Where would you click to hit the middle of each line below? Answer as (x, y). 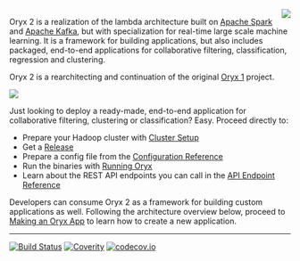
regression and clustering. (57, 60)
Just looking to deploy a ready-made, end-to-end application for (128, 111)
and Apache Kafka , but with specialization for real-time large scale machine (149, 31)
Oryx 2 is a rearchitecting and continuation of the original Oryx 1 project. (142, 77)
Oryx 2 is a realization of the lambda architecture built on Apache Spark (141, 22)
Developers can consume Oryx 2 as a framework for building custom (136, 202)
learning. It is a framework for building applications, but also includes (136, 41)
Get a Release (48, 147)
